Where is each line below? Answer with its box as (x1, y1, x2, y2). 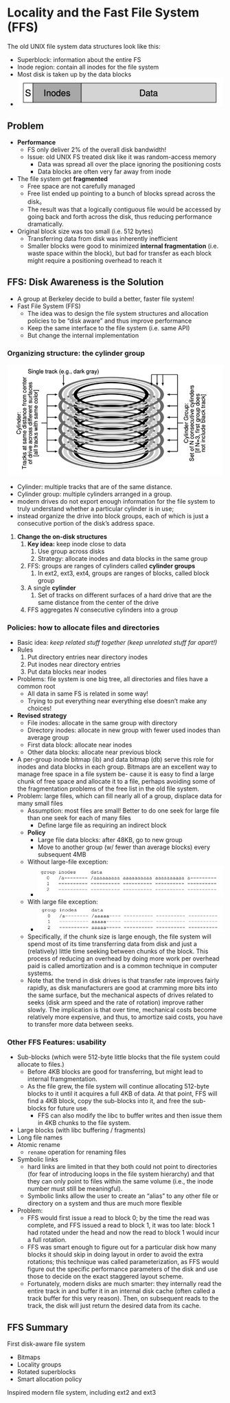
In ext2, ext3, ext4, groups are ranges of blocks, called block (37, 569, 209, 577)
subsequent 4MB (37, 850, 87, 858)
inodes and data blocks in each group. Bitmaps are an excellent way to (16, 762, 218, 771)
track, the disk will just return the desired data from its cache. (27, 1302, 201, 1310)
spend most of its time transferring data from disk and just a (27, 940, 198, 948)
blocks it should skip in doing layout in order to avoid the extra (27, 1250, 204, 1259)
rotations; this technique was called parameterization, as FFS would (27, 1258, 220, 1266)
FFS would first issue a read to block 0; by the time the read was (27, 1214, 210, 1222)
